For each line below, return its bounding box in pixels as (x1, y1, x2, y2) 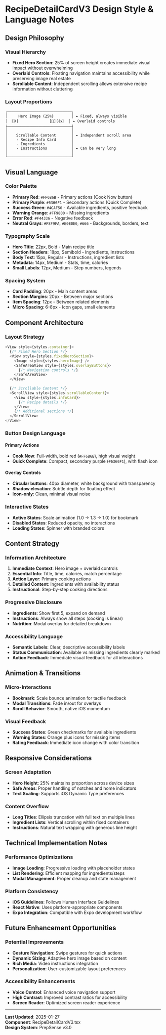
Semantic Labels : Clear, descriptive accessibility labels (12, 644, 125, 650)
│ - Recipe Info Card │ (5, 137, 74, 142)
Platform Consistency (5, 888, 58, 895)
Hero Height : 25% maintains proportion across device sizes (12, 780, 134, 786)
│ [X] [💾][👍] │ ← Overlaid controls (5, 119, 115, 124)
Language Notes (5, 14, 74, 25)
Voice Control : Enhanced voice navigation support (12, 989, 116, 995)
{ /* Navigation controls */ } (18, 367, 79, 373)
